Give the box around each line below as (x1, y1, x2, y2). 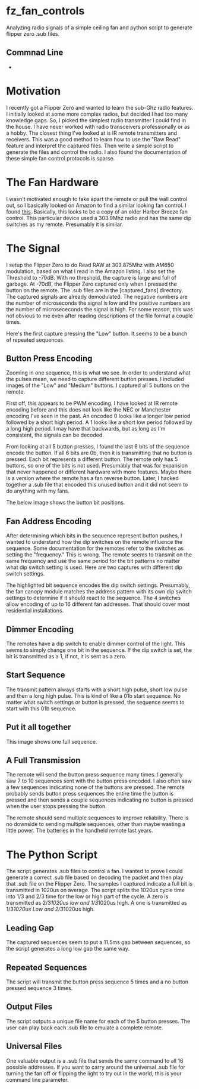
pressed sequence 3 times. (6, 985, 73, 991)
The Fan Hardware (6, 175, 99, 189)
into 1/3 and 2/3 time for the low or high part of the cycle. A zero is (6, 893, 169, 900)
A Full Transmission (6, 756, 81, 766)
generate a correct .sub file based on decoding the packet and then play (6, 874, 184, 881)
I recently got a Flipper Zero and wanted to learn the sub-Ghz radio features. (6, 104, 194, 111)
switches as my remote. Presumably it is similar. (6, 221, 124, 228)
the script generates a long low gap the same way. (6, 945, 129, 952)
